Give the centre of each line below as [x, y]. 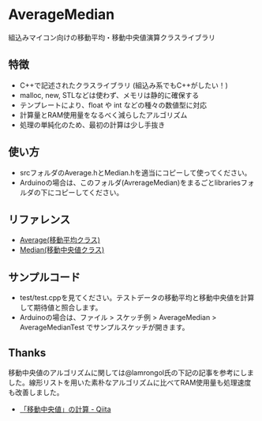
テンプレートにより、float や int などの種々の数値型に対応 [113, 105]
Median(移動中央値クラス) [62, 250]
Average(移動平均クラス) [60, 240]
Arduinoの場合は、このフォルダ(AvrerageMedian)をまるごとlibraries [130, 182]
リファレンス [39, 219]
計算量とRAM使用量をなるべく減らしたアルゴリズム [103, 115]
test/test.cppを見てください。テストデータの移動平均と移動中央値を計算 [137, 298]
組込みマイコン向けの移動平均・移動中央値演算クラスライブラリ [112, 37]
